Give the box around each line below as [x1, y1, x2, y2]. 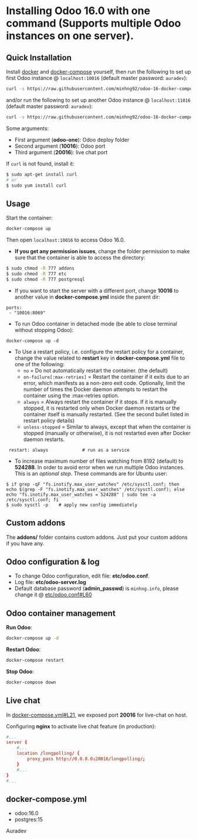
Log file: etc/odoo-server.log [14, 579, 87, 586]
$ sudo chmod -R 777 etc [6, 271, 67, 277]
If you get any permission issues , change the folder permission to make [14, 248, 190, 255]
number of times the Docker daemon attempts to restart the [23, 386, 168, 393]
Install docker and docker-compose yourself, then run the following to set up [6, 68, 192, 75]
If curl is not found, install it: [6, 160, 74, 167]
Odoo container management [6, 608, 116, 618]
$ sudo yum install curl [6, 183, 67, 188]
